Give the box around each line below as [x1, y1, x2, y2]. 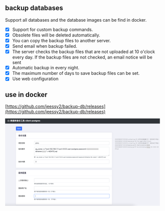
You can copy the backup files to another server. [12, 37, 111, 43]
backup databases [5, 4, 63, 12]
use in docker [5, 90, 48, 99]
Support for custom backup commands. [12, 27, 93, 32]
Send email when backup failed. [12, 43, 78, 49]
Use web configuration [12, 76, 59, 82]
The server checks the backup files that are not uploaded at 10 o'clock [12, 49, 155, 55]
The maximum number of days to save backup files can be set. [12, 70, 140, 76]
